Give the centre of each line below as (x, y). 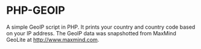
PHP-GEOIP (36, 10)
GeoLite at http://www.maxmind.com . (53, 39)
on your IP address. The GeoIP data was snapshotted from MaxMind (91, 33)
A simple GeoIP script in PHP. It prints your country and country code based (101, 27)
